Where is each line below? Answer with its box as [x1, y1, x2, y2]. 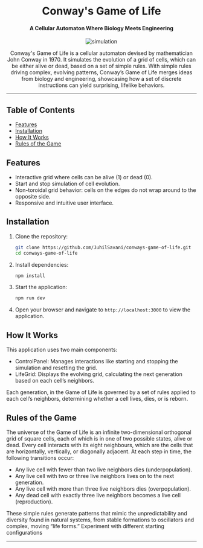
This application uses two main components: [6, 346, 118, 354]
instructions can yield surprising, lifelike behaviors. [38, 81, 165, 89]
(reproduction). [14, 498, 53, 505]
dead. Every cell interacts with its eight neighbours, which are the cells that [6, 441, 193, 448]
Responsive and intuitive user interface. [14, 199, 114, 206]
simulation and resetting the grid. [14, 364, 98, 372]
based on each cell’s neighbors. [14, 377, 95, 384]
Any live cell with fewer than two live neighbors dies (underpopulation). [14, 466, 192, 473]
